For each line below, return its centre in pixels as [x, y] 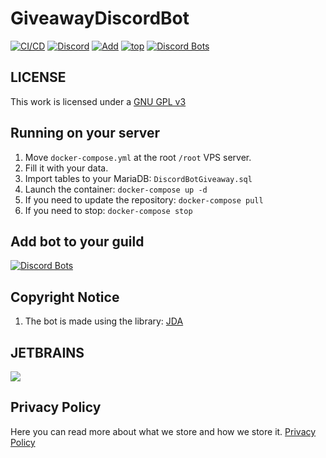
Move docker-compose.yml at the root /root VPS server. [138, 157]
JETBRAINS [47, 352]
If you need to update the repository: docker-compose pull [144, 199]
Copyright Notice [65, 297]
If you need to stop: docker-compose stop [108, 210]
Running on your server [85, 133]
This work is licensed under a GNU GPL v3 [98, 101]
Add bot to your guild [77, 241]
